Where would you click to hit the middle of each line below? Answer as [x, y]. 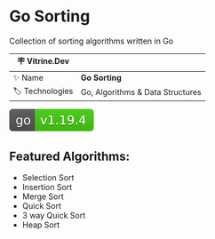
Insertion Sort [47, 187]
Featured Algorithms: [70, 156]
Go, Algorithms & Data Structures [141, 92]
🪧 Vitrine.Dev [43, 61]
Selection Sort [48, 178]
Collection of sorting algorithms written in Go [92, 41]
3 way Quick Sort [54, 216]
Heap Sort [41, 225]
